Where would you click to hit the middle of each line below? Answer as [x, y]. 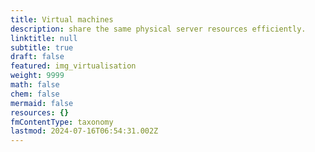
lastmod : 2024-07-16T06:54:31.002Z [84, 131]
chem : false [35, 94]
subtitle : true [42, 47]
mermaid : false [42, 103]
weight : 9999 [37, 76]
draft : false [37, 57]
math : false [35, 85]
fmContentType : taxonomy [62, 122]
